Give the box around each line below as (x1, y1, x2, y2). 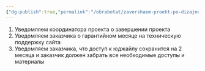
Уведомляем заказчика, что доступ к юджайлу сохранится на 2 (14, 45, 182, 52)
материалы (14, 58, 44, 65)
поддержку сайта (14, 38, 61, 46)
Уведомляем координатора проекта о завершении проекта (14, 25, 171, 33)
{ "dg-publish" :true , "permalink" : (6, 8, 91, 15)
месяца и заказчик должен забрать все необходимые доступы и (14, 51, 185, 58)
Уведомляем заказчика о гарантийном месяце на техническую (14, 32, 181, 39)
